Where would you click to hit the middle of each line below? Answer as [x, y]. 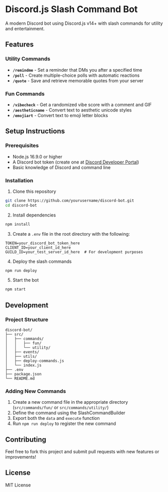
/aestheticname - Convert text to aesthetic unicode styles [72, 110]
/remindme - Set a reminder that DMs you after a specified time [77, 70]
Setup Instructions [35, 131]
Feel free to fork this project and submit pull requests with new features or [82, 452]
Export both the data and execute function [56, 418]
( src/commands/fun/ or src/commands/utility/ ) [61, 408]
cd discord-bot [21, 205]
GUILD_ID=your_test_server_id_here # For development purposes [74, 252]
